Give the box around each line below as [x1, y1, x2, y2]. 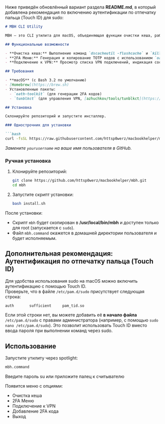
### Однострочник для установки [5, 123, 71, 128]
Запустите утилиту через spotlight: [5, 355, 78, 361]
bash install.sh [12, 201, 46, 206]
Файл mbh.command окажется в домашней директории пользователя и [12, 230, 157, 236]
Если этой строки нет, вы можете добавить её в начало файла [5, 312, 137, 318]
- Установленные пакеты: [5, 87, 56, 92]
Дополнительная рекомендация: [5, 250, 113, 258]
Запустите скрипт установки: [12, 192, 74, 197]
